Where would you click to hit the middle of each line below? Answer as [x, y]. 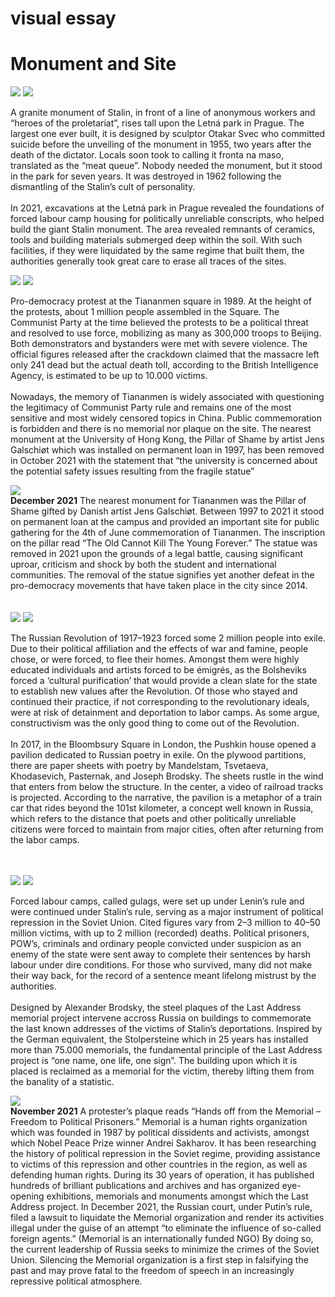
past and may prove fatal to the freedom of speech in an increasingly [152, 1271]
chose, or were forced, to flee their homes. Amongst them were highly [155, 659]
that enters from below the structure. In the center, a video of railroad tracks [167, 787]
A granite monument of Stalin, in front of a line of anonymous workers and [163, 113]
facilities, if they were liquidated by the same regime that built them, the [157, 251]
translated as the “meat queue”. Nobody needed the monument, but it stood [166, 166]
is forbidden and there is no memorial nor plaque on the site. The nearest [161, 429]
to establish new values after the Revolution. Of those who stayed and [154, 691]
